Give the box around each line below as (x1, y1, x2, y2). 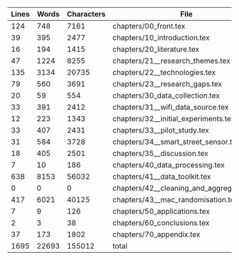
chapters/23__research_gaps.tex (112, 79, 223, 88)
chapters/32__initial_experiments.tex (112, 114, 235, 123)
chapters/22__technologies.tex (112, 68, 216, 77)
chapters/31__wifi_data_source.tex (112, 103, 229, 112)
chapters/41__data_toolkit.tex (112, 172, 211, 181)
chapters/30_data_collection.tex (112, 90, 221, 100)
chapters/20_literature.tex (112, 44, 200, 54)
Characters (66, 9, 106, 19)
